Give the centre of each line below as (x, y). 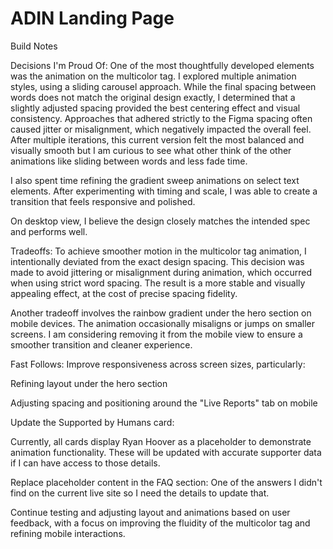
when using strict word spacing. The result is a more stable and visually (158, 283)
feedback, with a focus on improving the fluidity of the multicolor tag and (160, 523)
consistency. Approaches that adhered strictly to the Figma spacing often (161, 118)
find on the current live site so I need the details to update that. (140, 493)
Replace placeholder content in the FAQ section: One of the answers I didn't (166, 482)
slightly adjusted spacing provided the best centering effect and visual (155, 108)
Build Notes (34, 46)
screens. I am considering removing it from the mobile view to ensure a (156, 334)
